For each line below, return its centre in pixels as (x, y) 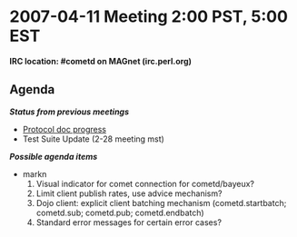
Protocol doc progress (64, 129)
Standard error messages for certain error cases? (129, 222)
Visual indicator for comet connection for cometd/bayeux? (145, 183)
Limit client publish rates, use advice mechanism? (129, 193)
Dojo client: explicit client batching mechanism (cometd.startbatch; (161, 202)
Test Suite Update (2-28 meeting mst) (94, 139)
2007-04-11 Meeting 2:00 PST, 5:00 (149, 17)
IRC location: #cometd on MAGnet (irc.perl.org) (101, 61)
